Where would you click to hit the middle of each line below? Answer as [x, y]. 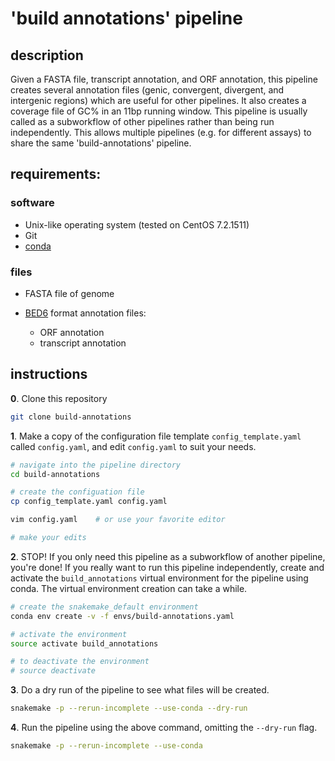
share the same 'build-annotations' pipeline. [101, 143]
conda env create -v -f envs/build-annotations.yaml [122, 616]
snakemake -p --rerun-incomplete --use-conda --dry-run [129, 708]
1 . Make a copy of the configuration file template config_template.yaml [156, 436]
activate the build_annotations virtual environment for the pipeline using [159, 578]
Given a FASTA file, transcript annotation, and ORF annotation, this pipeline [164, 79]
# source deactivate [53, 671]
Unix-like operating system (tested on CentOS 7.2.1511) [137, 224]
